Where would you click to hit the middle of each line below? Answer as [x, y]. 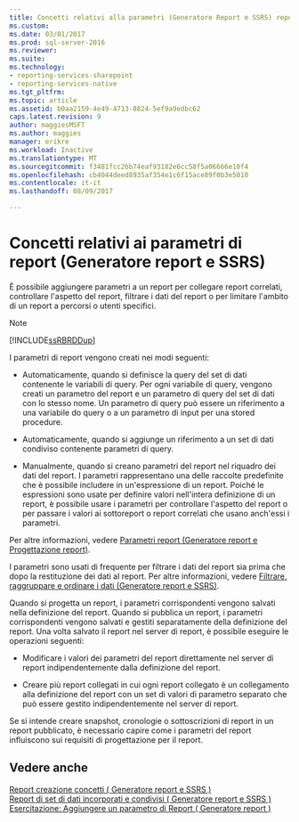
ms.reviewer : [33, 51]
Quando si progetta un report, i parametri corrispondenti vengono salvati [142, 603]
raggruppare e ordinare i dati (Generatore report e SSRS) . [114, 585]
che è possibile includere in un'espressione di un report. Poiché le [143, 484]
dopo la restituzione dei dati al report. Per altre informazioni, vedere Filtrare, [148, 576]
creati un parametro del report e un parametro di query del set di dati [149, 394]
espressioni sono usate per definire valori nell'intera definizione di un [149, 494]
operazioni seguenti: [47, 640]
